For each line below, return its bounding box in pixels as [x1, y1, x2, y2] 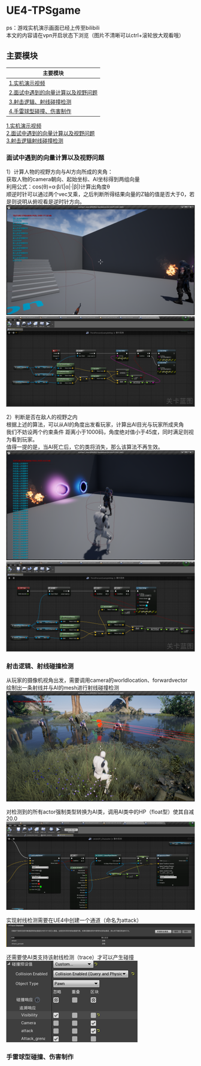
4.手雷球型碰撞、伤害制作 [8, 108, 72, 115]
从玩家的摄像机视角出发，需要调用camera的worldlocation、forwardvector [6, 677, 188, 684]
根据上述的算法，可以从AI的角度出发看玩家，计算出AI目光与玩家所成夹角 [6, 421, 184, 428]
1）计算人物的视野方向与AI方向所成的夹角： [6, 168, 114, 175]
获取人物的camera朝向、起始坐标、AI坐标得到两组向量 [6, 176, 140, 183]
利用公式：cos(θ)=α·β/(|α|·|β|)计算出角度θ [6, 183, 111, 190]
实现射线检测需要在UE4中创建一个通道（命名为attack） [6, 916, 142, 924]
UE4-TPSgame [6, 4, 81, 17]
